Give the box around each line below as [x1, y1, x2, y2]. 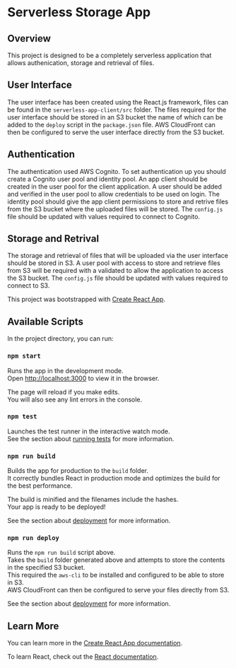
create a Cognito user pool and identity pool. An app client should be [7, 175, 208, 183]
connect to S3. [7, 281, 50, 290]
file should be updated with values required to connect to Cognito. [7, 212, 200, 221]
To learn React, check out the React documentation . [7, 652, 159, 661]
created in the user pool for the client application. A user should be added [7, 182, 223, 191]
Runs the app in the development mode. [7, 366, 124, 375]
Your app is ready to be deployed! [7, 503, 106, 511]
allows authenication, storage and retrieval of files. [7, 59, 155, 67]
